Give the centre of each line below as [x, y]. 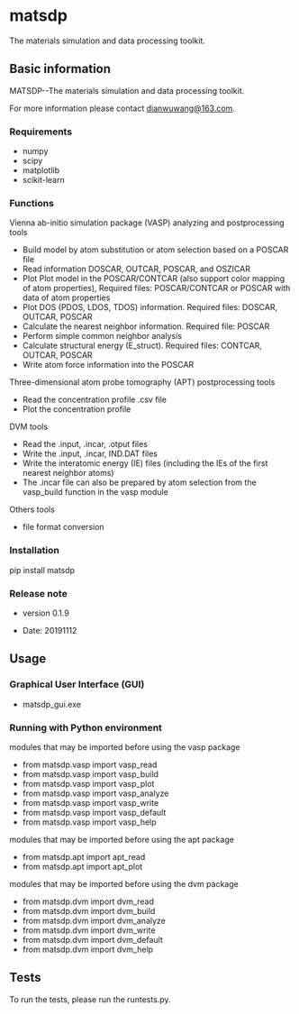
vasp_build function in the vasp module [95, 492]
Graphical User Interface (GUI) [77, 684]
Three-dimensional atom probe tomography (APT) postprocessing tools [142, 382]
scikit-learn [43, 180]
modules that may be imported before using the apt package [122, 839]
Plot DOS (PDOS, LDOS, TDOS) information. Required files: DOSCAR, [150, 307]
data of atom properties [66, 297]
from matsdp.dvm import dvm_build [89, 910]
